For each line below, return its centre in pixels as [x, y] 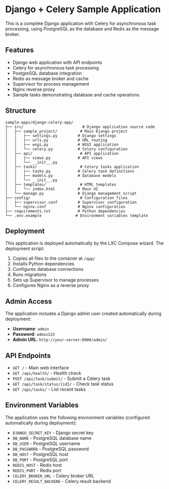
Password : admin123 [34, 334]
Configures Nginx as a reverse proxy [51, 286]
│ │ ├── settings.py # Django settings [61, 135]
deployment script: [25, 249]
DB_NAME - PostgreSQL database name [52, 438]
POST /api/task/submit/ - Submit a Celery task [61, 378]
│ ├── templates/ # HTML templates [61, 184]
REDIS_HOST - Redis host [37, 465]
